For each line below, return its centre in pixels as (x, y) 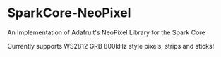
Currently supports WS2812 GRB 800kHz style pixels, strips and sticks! (111, 46)
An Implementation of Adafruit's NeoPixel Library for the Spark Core (107, 32)
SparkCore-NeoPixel (69, 13)
